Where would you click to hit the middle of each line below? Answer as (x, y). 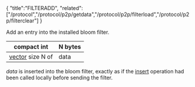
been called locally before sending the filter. (60, 78)
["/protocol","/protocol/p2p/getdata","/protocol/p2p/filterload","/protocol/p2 (98, 14)
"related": (72, 8)
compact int (31, 47)
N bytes (70, 47)
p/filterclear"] (22, 21)
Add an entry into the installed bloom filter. (58, 32)
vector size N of (31, 57)
